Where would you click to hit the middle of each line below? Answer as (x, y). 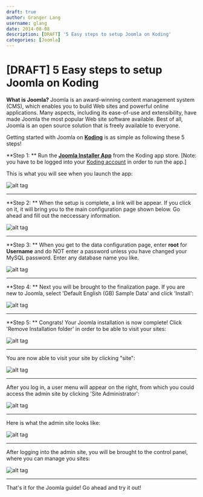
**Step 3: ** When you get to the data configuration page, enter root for (97, 245)
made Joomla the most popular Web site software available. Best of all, (95, 119)
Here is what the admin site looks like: (53, 422)
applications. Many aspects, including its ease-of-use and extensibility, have (101, 112)
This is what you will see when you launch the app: (69, 173)
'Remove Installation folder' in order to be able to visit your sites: (86, 329)
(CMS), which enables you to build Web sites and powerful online (88, 106)
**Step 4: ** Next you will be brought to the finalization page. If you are (96, 287)
